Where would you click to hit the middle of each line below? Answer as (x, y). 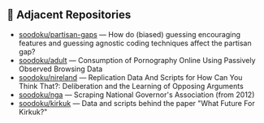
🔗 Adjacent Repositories (69, 15)
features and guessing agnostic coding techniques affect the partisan (135, 43)
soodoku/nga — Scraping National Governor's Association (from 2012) (136, 95)
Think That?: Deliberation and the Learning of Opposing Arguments (131, 86)
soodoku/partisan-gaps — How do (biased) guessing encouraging (129, 34)
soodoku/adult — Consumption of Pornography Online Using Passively (137, 60)
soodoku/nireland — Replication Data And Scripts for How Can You (130, 77)
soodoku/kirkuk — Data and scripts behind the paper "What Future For (137, 103)
